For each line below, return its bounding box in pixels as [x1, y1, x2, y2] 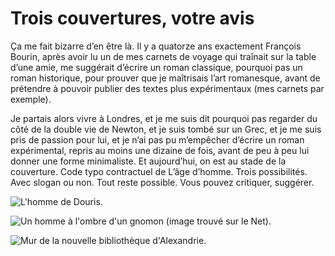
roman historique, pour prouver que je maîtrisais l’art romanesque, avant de [10, 72, 321, 84]
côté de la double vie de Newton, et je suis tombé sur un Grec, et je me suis [10, 123, 322, 135]
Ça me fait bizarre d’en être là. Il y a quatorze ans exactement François [10, 40, 302, 52]
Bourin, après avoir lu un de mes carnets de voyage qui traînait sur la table [10, 50, 317, 62]
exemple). [10, 93, 52, 105]
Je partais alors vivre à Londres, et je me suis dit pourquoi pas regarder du [10, 112, 318, 124]
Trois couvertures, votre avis [10, 7, 255, 30]
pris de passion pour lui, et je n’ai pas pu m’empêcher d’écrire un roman [10, 133, 305, 146]
